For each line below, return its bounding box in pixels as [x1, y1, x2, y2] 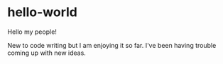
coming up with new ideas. [7, 49, 87, 57]
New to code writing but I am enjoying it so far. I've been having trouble [7, 41, 217, 49]
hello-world [7, 4, 78, 20]
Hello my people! [7, 27, 57, 36]
